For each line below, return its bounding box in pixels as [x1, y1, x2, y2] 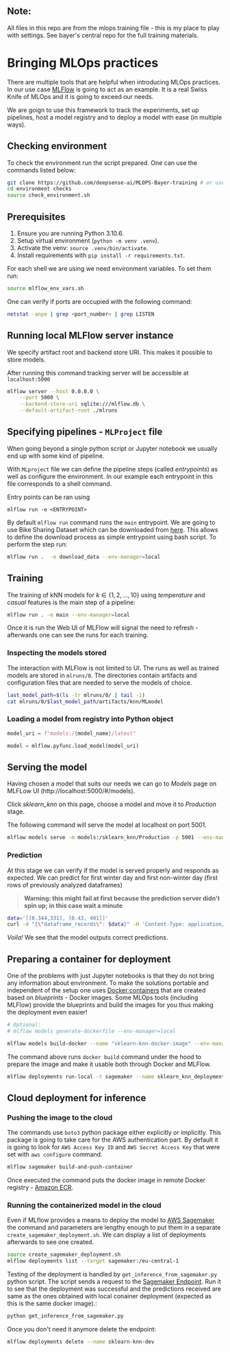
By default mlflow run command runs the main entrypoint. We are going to [7, 518, 216, 527]
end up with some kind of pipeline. [7, 452, 105, 460]
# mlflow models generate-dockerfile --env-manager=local [7, 1028, 176, 1034]
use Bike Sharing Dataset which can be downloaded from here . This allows [7, 525, 218, 533]
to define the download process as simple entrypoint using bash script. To [7, 533, 217, 541]
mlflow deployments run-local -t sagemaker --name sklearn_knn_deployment [7, 1073, 225, 1080]
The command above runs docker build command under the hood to [7, 1052, 202, 1061]
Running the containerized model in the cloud [7, 1201, 162, 1210]
